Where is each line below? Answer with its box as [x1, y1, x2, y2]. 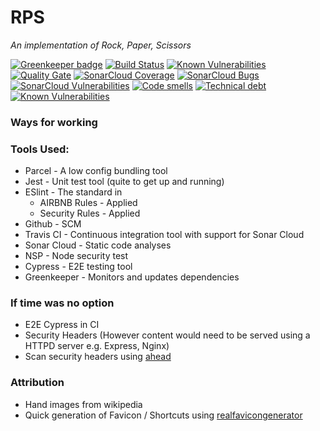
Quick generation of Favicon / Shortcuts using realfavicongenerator [24, 409, 303, 421]
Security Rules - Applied [39, 207, 141, 220]
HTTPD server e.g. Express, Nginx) [24, 340, 170, 352]
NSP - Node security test [24, 250, 129, 262]
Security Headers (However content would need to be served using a [24, 329, 311, 341]
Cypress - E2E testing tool [24, 261, 133, 273]
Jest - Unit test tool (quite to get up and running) [24, 176, 225, 188]
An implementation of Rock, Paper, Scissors [10, 39, 192, 51]
